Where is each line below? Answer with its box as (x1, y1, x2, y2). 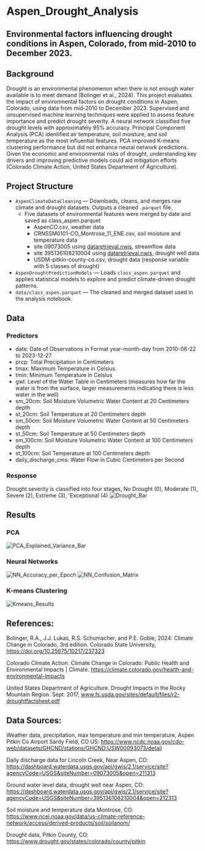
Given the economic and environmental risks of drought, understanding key (6, 150, 197, 158)
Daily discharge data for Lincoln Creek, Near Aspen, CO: (6, 757, 149, 764)
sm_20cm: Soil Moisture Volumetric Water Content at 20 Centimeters (15, 397, 190, 404)
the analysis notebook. (15, 295, 73, 302)
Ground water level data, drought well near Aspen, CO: (6, 781, 144, 789)
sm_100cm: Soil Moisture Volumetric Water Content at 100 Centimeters (15, 436, 193, 444)
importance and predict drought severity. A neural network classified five (6, 118, 191, 125)
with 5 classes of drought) (33, 263, 100, 270)
